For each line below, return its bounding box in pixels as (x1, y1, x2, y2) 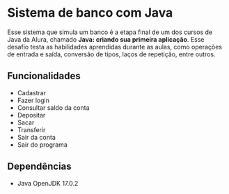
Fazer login (17, 96, 50, 104)
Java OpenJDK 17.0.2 (17, 179, 79, 187)
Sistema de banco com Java (7, 5, 173, 21)
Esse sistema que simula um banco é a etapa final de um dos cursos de (7, 28, 213, 36)
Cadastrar (17, 88, 47, 97)
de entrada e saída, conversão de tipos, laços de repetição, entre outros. (7, 50, 216, 58)
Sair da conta (17, 133, 56, 141)
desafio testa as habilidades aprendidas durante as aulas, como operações (7, 42, 223, 51)
